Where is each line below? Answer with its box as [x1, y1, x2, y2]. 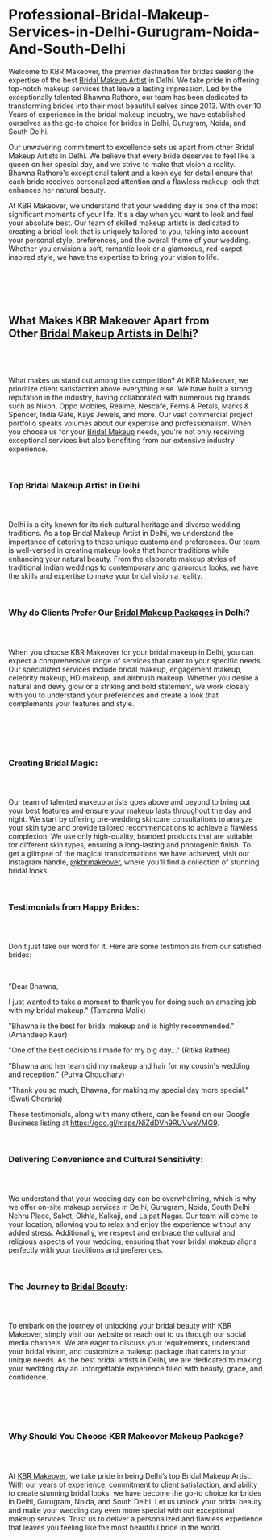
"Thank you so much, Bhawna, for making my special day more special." [8, 1086, 249, 1095]
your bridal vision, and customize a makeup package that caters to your [8, 1346, 247, 1357]
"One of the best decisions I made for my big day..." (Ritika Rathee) [8, 1045, 231, 1055]
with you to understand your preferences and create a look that [8, 690, 219, 700]
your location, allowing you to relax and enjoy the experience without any [8, 1220, 252, 1229]
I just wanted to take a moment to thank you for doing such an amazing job [8, 997, 256, 1006]
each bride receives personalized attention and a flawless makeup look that [8, 176, 260, 186]
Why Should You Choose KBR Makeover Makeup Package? [8, 1431, 244, 1442]
